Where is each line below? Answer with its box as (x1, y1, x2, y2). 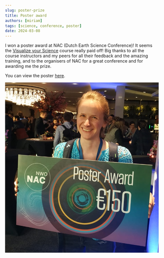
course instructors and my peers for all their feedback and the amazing (5, 53, 148, 59)
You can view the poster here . (5, 73, 65, 79)
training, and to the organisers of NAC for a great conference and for (5, 58, 143, 64)
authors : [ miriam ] (5, 18, 42, 23)
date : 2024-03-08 (5, 28, 41, 34)
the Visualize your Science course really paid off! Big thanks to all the (5, 48, 144, 54)
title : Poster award (5, 13, 47, 18)
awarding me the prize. (5, 64, 52, 69)
